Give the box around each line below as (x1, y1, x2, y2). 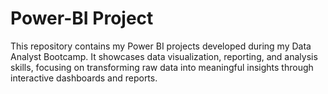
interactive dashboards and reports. (10, 72, 158, 84)
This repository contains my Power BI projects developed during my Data (10, 40, 312, 52)
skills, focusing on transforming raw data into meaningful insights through (10, 61, 314, 73)
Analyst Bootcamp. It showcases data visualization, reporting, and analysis (10, 50, 318, 62)
